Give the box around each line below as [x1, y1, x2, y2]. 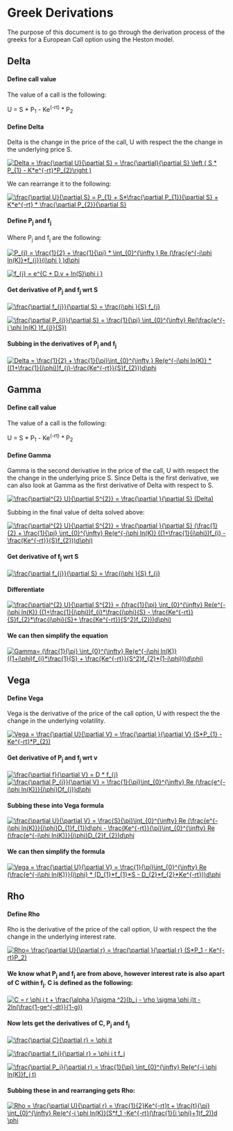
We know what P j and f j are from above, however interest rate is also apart [7, 969, 225, 979]
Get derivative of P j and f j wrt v [7, 753, 98, 763]
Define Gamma [7, 450, 51, 459]
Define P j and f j [7, 216, 52, 227]
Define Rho [7, 909, 40, 918]
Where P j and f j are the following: [7, 234, 102, 243]
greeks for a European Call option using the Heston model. [7, 35, 175, 43]
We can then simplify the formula [7, 847, 105, 856]
